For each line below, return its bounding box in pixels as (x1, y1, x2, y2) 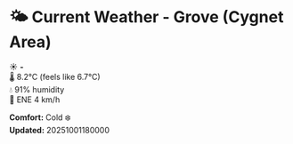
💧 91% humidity (9, 84, 65, 94)
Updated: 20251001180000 (9, 124, 110, 135)
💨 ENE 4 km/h (9, 94, 61, 105)
